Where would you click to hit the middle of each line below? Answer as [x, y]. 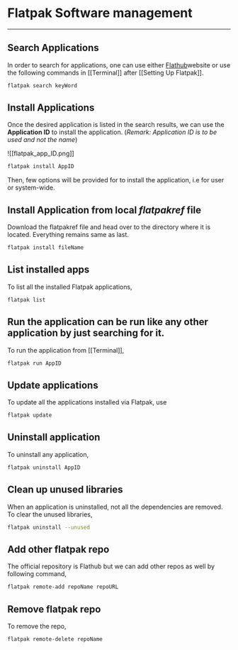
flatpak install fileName [45, 248]
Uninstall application [54, 437]
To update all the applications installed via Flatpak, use [87, 402]
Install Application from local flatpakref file [104, 210]
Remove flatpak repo [54, 609]
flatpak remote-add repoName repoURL [63, 587]
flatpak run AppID [34, 363]
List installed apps [49, 270]
